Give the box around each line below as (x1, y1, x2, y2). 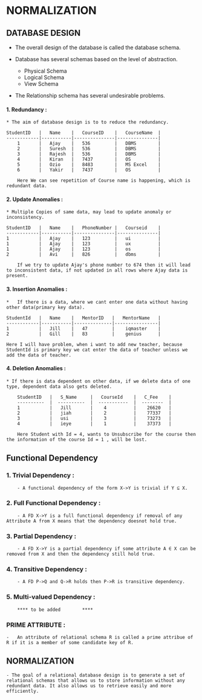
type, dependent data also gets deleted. (6, 383, 112, 390)
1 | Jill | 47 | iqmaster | (6, 325, 161, 332)
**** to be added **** (17, 607, 94, 613)
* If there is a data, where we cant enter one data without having (6, 299, 188, 305)
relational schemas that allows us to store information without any (6, 677, 186, 684)
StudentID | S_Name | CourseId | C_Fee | (17, 394, 172, 400)
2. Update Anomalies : (6, 195, 64, 203)
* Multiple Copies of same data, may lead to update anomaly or (6, 209, 172, 215)
